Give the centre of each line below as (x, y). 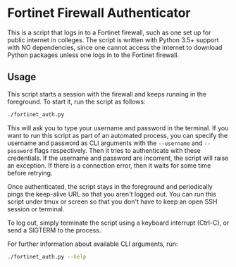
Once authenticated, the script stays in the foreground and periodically (110, 186)
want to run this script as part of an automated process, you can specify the (117, 135)
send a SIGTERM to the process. (54, 230)
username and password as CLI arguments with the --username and (105, 143)
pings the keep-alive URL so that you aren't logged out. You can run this (112, 194)
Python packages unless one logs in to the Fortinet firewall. (93, 55)
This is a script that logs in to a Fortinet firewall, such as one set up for (109, 32)
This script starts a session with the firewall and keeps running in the (107, 94)
